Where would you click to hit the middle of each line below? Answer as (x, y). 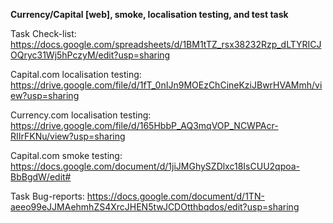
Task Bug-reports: (47, 196)
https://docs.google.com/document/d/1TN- (175, 196)
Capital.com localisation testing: (76, 74)
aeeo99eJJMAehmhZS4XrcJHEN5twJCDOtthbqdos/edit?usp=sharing (155, 207)
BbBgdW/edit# (41, 177)
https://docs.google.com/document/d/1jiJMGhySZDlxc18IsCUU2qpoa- (155, 166)
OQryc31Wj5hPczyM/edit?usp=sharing (90, 55)
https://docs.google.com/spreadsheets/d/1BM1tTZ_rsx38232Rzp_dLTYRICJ (166, 44)
